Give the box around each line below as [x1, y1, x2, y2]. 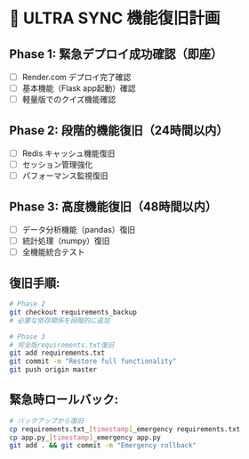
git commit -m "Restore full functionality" [9, 357, 177, 366]
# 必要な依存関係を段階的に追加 [9, 316, 110, 325]
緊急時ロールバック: [9, 392, 119, 407]
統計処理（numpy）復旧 [21, 235, 110, 246]
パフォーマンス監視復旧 [21, 170, 108, 181]
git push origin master [9, 365, 98, 374]
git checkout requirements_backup [9, 307, 138, 316]
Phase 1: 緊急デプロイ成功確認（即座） [9, 46, 223, 61]
